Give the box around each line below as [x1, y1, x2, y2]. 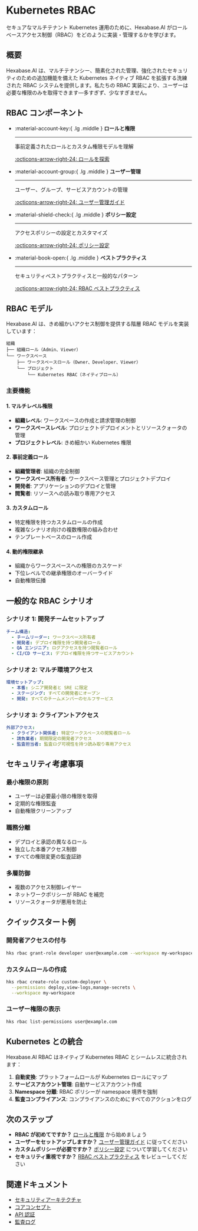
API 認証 [14, 1211, 35, 1218]
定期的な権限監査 [14, 800, 57, 807]
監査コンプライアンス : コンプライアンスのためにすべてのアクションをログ [14, 1095, 192, 1102]
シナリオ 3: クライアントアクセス [6, 711, 99, 719]
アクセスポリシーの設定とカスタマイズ [14, 229, 108, 236]
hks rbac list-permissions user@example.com [6, 1019, 117, 1025]
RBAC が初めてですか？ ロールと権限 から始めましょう [14, 1131, 147, 1138]
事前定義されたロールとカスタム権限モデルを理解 [14, 143, 134, 150]
